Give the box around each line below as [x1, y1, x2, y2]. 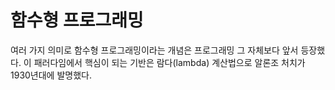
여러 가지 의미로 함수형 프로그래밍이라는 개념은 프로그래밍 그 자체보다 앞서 [10, 44, 299, 56]
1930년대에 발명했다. [10, 69, 92, 81]
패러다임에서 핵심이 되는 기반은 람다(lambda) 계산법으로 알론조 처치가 [33, 56, 306, 68]
